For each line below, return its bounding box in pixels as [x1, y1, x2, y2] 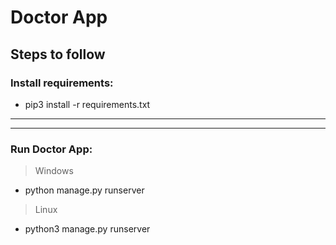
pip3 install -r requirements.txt [24, 98, 151, 110]
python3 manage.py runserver [24, 223, 151, 235]
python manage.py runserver [24, 184, 145, 196]
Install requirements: [10, 76, 114, 90]
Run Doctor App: [10, 142, 93, 156]
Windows [34, 165, 74, 177]
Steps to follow [10, 46, 106, 63]
